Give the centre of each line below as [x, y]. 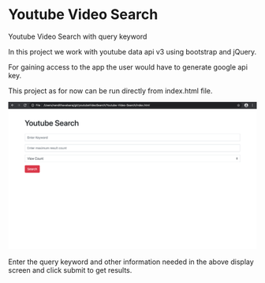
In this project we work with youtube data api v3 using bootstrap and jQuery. [132, 51]
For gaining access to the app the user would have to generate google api [128, 67]
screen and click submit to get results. [70, 270]
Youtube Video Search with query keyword [78, 36]
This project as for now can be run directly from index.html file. [110, 91]
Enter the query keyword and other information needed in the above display [131, 262]
